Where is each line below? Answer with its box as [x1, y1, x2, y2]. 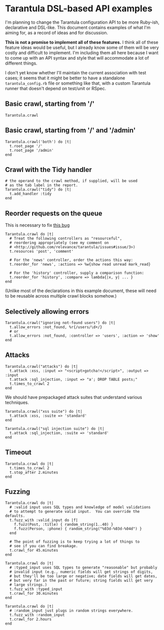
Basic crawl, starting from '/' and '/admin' [5, 126, 136, 134]
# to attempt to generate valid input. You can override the [9, 509, 140, 514]
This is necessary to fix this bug [5, 222, 70, 228]
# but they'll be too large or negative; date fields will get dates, [9, 574, 158, 579]
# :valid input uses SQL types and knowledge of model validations [9, 505, 151, 510]
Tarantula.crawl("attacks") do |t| [5, 364, 78, 369]
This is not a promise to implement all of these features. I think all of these [5, 39, 159, 45]
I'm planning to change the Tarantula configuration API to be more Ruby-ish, [5, 19, 160, 25]
